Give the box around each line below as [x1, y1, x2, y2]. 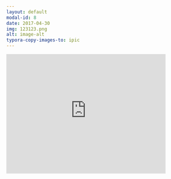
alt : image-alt [6, 32, 45, 38]
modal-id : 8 [6, 15, 36, 21]
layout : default [6, 8, 47, 15]
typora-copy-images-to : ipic [6, 37, 80, 43]
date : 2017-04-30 [6, 20, 50, 26]
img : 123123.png [6, 25, 47, 32]
